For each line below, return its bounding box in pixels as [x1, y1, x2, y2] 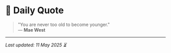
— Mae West [17, 26, 46, 33]
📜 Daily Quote [5, 5, 64, 16]
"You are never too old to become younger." [17, 21, 110, 28]
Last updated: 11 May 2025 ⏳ [5, 42, 67, 48]
